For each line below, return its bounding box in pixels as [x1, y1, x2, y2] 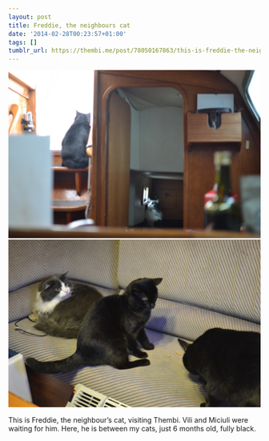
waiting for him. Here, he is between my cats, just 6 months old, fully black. [8, 424, 256, 434]
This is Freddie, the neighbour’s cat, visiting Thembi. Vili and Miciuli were [8, 415, 249, 425]
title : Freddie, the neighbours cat [8, 21, 130, 30]
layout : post [8, 13, 52, 21]
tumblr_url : [8, 46, 48, 55]
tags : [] [8, 38, 38, 46]
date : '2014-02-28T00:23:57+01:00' [8, 30, 127, 38]
